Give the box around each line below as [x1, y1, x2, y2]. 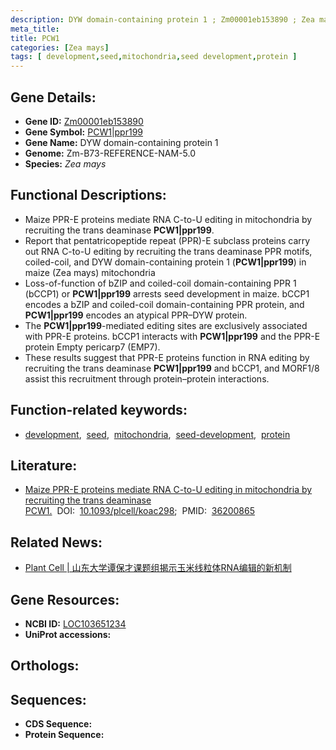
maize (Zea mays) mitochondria [24, 266, 156, 278]
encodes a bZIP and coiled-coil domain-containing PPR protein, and [24, 298, 305, 310]
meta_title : [10, 24, 60, 34]
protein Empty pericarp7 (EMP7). [24, 341, 161, 353]
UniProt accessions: [24, 629, 112, 640]
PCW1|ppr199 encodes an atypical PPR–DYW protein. [24, 309, 248, 321]
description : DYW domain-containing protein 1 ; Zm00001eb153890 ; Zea [10, 14, 315, 25]
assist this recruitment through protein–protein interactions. [24, 372, 270, 385]
